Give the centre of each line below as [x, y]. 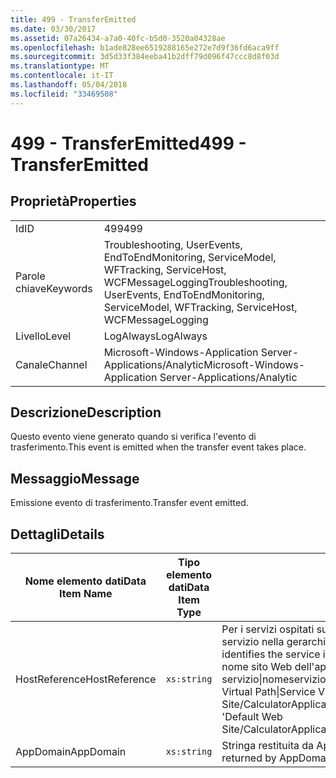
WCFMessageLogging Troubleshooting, [195, 282]
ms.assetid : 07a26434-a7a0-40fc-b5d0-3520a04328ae [118, 38]
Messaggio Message [75, 478]
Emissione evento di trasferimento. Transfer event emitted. [129, 503]
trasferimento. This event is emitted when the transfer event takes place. [158, 447]
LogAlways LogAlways [155, 336]
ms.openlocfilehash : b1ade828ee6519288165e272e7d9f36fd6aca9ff [145, 47]
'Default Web [252, 717]
